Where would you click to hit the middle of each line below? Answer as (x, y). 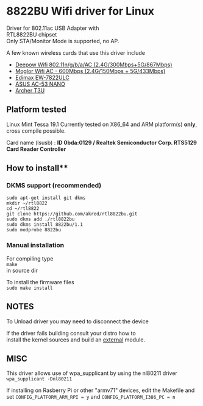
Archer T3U (30, 90)
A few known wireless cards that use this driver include (76, 52)
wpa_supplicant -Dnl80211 (39, 379)
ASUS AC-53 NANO (40, 84)
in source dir (22, 270)
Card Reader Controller (36, 149)
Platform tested (37, 110)
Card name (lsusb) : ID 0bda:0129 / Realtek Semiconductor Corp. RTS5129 (101, 142)
